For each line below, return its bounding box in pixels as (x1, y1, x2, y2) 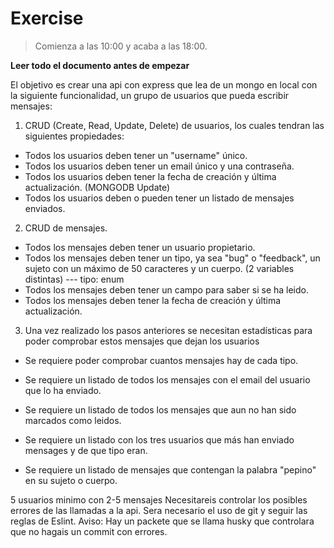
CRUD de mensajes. (24, 222, 108, 234)
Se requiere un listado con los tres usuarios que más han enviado (24, 433, 295, 446)
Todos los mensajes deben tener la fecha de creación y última (24, 294, 282, 306)
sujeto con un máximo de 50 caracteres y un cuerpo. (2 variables (24, 262, 295, 274)
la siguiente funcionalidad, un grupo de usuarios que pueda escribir (10, 89, 290, 101)
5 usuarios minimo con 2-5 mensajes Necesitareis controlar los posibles (10, 493, 308, 506)
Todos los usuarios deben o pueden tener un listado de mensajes (24, 192, 295, 204)
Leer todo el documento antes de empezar (10, 59, 190, 71)
